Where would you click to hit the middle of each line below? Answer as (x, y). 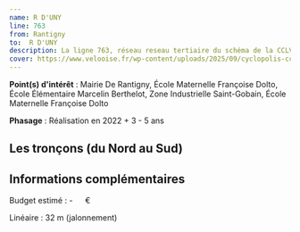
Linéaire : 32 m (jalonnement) (63, 218)
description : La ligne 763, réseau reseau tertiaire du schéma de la (142, 51)
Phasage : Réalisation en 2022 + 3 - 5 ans (87, 120)
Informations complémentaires (97, 179)
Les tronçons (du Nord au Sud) (96, 149)
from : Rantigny (37, 34)
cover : (21, 59)
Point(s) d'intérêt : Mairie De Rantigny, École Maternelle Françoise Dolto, (144, 84)
